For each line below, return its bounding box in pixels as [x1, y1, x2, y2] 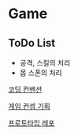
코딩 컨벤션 [8, 84, 43, 94]
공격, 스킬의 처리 [19, 58, 71, 67]
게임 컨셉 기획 [8, 102, 51, 111]
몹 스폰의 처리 [19, 68, 62, 77]
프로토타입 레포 [8, 118, 55, 127]
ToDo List [8, 36, 56, 50]
